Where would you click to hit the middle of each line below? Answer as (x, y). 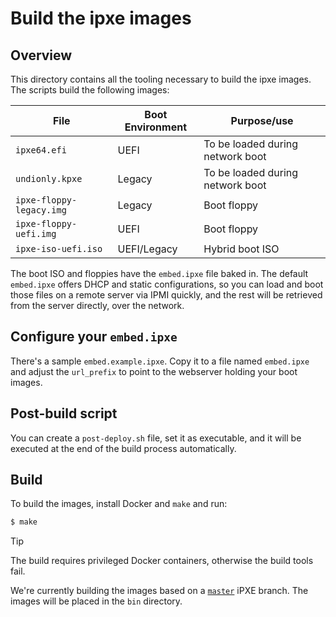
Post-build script (64, 413)
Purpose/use (262, 120)
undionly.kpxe (49, 178)
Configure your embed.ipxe (94, 337)
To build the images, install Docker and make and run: (119, 504)
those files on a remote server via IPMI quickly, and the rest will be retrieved (166, 295)
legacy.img (41, 210)
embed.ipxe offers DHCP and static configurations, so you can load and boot (167, 284)
